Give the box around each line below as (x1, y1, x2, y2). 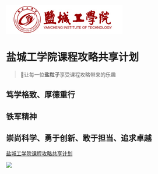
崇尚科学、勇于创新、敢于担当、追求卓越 (6, 133, 152, 143)
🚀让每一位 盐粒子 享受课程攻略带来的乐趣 (20, 71, 116, 78)
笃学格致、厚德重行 (6, 90, 75, 100)
